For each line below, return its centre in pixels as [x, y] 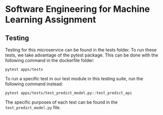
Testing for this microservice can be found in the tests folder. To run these [81, 50]
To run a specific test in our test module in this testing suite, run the [74, 79]
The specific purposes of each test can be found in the [61, 102]
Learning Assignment [51, 20]
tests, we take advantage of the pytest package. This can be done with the [81, 55]
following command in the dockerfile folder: [50, 60]
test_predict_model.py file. [33, 107]
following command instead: [34, 84]
